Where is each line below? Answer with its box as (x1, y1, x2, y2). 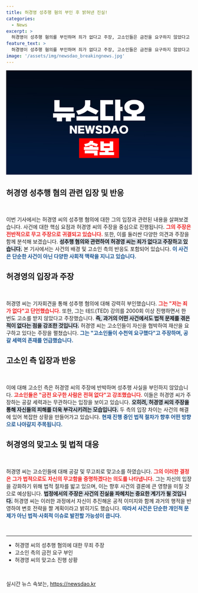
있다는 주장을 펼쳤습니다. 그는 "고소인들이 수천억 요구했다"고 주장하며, (21, 329, 183, 336)
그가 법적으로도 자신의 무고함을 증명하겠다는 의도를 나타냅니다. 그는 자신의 (12, 475, 181, 482)
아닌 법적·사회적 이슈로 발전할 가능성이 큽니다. (16, 512, 122, 519)
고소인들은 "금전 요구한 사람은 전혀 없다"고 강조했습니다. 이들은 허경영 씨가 (14, 391, 185, 398)
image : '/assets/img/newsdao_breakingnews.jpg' (6, 53, 126, 59)
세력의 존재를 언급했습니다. (12, 337, 74, 344)
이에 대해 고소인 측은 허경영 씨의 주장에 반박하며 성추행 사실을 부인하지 (6, 384, 168, 391)
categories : (6, 15, 35, 22)
